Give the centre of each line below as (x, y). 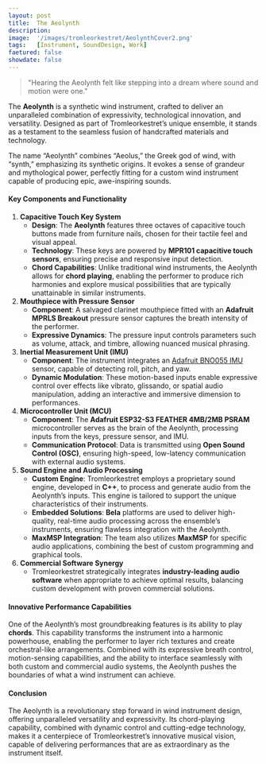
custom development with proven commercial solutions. (123, 588)
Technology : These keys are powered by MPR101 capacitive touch (142, 250)
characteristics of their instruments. (90, 504)
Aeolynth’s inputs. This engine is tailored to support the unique (134, 496)
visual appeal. (54, 242)
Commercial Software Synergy (71, 563)
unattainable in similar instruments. (89, 293)
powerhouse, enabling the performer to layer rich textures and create (121, 642)
